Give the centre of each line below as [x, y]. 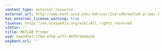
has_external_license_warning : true [42, 18]
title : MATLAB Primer [27, 32]
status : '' [16, 28]
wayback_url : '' [21, 41]
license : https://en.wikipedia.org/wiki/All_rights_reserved [69, 23]
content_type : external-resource [39, 9]
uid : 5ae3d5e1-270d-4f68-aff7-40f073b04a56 [50, 37]
